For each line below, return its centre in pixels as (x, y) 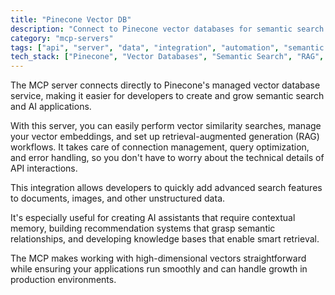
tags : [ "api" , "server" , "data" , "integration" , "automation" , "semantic (167, 47)
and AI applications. (51, 107)
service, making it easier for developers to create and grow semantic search (167, 96)
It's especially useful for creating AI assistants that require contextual (153, 218)
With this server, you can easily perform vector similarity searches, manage (166, 126)
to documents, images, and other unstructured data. (118, 198)
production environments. (63, 280)
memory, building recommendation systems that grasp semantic (143, 228)
